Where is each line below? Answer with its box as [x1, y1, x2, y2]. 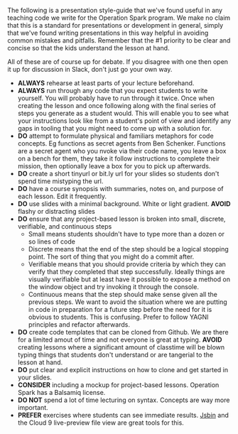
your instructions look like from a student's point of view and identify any [17, 116, 232, 125]
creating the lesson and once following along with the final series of [17, 102, 217, 109]
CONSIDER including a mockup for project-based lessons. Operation [17, 381, 220, 389]
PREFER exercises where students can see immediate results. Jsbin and [17, 411, 229, 419]
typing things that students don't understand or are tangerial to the [17, 351, 214, 359]
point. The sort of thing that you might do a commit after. [28, 252, 195, 261]
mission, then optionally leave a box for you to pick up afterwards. [17, 162, 211, 170]
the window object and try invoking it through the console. [28, 283, 199, 291]
